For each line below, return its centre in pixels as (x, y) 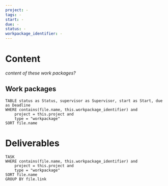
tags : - (13, 15)
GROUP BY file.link (26, 179)
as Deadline (18, 105)
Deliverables (32, 143)
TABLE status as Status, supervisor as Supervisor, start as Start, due (84, 101)
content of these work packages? (40, 73)
